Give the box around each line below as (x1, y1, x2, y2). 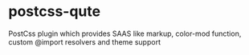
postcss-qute (8, 2, 101, 21)
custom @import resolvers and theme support (8, 37, 161, 46)
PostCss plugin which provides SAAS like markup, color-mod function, (8, 29, 242, 38)
